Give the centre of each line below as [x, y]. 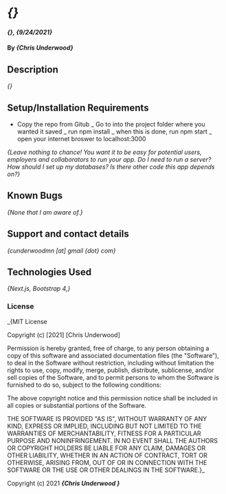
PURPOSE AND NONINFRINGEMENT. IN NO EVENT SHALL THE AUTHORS [113, 440]
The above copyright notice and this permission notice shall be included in [112, 398]
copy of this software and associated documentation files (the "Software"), [113, 355]
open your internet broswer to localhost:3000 [81, 139]
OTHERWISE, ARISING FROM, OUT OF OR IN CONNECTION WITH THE [107, 462]
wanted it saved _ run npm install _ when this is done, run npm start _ [114, 131]
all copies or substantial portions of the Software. [77, 405]
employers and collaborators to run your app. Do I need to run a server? [109, 159]
